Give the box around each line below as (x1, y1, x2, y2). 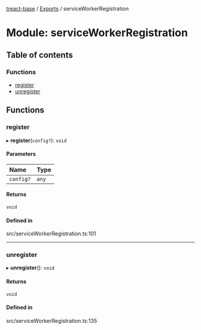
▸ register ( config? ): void (6, 137, 67, 144)
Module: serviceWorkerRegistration (6, 26, 188, 40)
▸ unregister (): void (6, 264, 55, 271)
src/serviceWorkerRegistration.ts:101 (6, 230, 97, 237)
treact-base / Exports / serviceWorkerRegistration (6, 5, 129, 12)
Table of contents (6, 50, 73, 60)
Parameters (6, 150, 36, 158)
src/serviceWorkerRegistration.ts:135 (6, 317, 98, 324)
